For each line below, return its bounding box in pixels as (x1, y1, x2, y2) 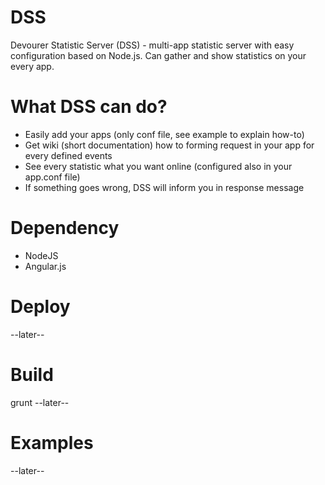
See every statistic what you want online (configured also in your (24, 160, 293, 172)
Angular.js (24, 260, 67, 272)
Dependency (10, 217, 120, 240)
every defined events (24, 149, 113, 161)
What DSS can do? (10, 96, 168, 118)
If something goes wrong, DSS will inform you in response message (24, 181, 305, 193)
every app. (10, 60, 55, 72)
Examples (10, 431, 94, 454)
